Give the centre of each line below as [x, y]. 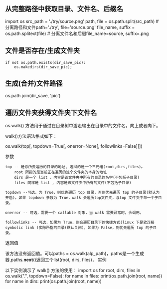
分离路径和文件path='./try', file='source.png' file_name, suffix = [70, 27]
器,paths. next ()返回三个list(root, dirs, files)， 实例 [56, 260]
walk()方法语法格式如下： [31, 136]
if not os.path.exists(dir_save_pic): [45, 62]
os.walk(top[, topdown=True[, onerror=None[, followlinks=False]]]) [74, 146]
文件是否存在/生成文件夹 [43, 51]
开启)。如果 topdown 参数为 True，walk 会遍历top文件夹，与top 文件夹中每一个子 [82, 198]
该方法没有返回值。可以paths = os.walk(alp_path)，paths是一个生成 [75, 254]
